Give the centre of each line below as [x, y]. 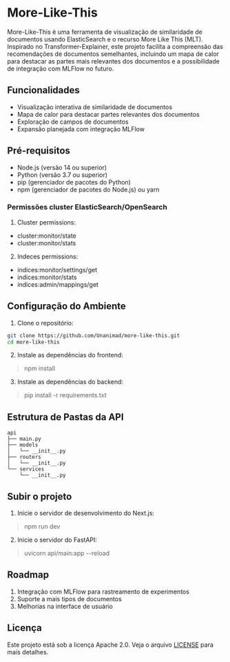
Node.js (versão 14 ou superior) [62, 167]
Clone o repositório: [45, 323]
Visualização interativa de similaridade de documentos [95, 107]
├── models [23, 445]
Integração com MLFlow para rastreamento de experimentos [103, 592]
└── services [26, 469]
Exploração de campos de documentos [73, 122]
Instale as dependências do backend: [70, 382]
